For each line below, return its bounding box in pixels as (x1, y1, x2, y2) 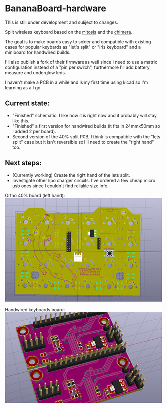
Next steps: (5, 159, 42, 167)
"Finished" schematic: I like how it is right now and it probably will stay (12, 112, 157, 118)
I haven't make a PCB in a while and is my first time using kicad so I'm (5, 79, 148, 85)
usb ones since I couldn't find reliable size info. (12, 183, 109, 189)
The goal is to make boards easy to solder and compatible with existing (5, 38, 151, 45)
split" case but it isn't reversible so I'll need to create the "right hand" (12, 139, 154, 145)
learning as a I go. (5, 84, 42, 90)
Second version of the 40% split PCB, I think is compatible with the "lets (12, 133, 161, 140)
